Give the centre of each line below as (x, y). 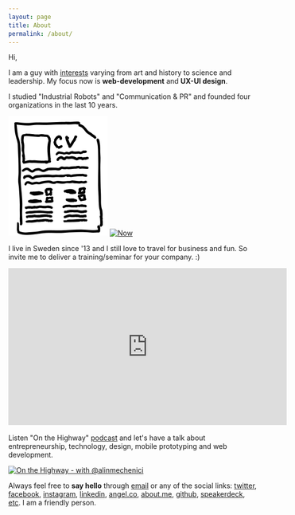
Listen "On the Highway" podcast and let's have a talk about (107, 438)
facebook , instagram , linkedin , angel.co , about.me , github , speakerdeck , (127, 494)
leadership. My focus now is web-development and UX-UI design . (118, 81)
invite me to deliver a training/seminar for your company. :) (104, 257)
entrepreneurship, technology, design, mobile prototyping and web (118, 446)
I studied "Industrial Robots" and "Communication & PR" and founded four (129, 96)
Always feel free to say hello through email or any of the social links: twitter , (132, 486)
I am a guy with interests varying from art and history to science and (120, 73)
